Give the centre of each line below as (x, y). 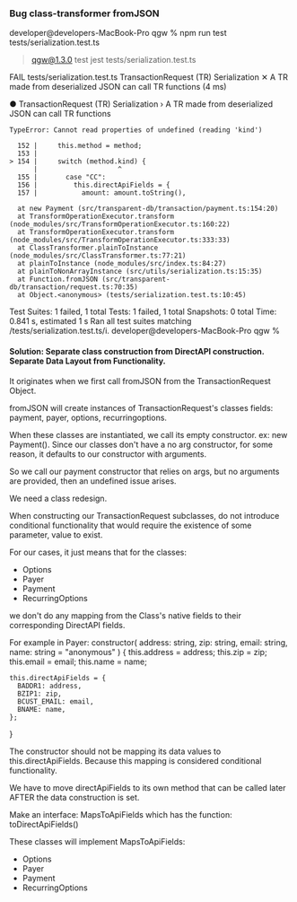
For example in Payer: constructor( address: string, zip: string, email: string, (149, 642)
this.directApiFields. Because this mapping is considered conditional (135, 760)
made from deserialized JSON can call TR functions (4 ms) (118, 87)
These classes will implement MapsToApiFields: (97, 841)
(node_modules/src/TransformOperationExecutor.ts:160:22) (120, 224)
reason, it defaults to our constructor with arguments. (108, 454)
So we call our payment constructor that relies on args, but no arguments (144, 471)
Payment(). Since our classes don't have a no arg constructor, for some (141, 444)
